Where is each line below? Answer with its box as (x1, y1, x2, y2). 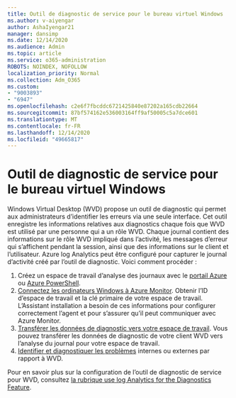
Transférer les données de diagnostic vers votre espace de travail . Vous (17, 324, 228, 333)
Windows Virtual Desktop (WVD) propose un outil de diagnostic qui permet (7, 205, 227, 214)
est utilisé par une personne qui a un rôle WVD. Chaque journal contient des (7, 228, 229, 236)
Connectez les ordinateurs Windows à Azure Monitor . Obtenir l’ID (17, 287, 208, 295)
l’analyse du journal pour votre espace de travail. (17, 339, 160, 348)
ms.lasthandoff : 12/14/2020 (7, 129, 91, 136)
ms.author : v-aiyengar (7, 17, 74, 24)
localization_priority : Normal (7, 70, 100, 77)
